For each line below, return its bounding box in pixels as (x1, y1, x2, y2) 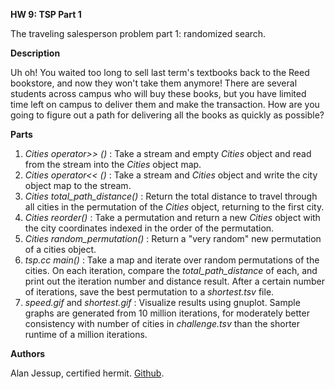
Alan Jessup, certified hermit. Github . (10, 367, 165, 379)
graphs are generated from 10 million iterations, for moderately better (24, 307, 310, 319)
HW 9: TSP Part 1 (10, 9, 82, 20)
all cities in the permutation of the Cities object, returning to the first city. (24, 201, 325, 213)
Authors (10, 348, 46, 359)
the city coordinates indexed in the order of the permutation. (24, 222, 275, 234)
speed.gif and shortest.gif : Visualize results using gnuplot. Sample (24, 297, 301, 308)
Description (10, 47, 61, 59)
